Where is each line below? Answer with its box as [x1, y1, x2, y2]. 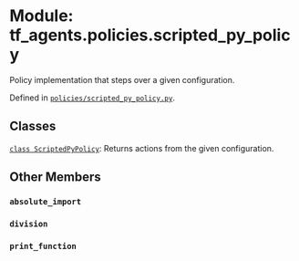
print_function [9, 241, 77, 251]
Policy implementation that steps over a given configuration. [9, 74, 235, 85]
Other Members [9, 170, 102, 185]
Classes [9, 119, 57, 134]
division [9, 218, 48, 229]
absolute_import [9, 197, 82, 207]
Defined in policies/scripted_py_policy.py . [9, 92, 176, 103]
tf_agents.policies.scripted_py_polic [9, 25, 291, 46]
